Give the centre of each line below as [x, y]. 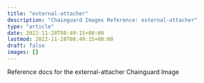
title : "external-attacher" [48, 13]
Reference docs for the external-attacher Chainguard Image [93, 72]
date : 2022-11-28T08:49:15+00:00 [56, 33]
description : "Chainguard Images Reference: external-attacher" [102, 20]
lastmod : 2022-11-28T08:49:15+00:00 [60, 39]
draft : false [26, 46]
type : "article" [31, 26]
